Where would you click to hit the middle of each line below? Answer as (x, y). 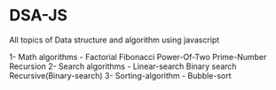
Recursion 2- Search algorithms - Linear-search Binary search (123, 66)
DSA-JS (39, 15)
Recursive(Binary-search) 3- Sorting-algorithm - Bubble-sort (121, 75)
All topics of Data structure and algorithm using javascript (114, 40)
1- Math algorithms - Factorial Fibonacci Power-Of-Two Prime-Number (138, 56)
